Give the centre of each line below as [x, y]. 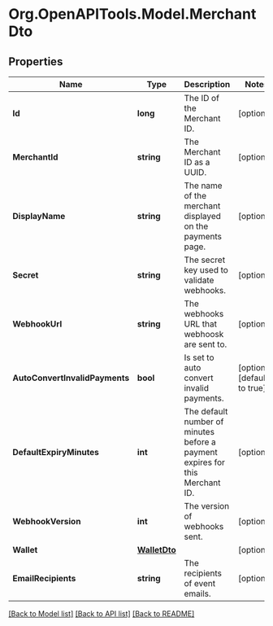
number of [204, 422]
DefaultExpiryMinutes [56, 452]
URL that [201, 324]
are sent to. [206, 344]
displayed [203, 216]
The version [207, 506]
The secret [205, 260]
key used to [206, 270]
